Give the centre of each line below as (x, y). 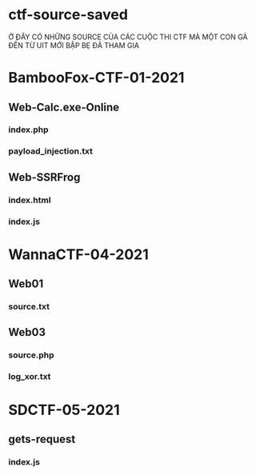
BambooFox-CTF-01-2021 (96, 78)
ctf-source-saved (68, 15)
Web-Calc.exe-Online (64, 107)
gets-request (42, 439)
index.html (30, 200)
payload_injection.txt (51, 151)
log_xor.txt (30, 377)
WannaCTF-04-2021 (79, 254)
